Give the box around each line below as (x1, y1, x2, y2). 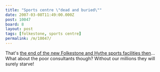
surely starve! (5, 61, 34, 67)
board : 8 (5, 21, 24, 27)
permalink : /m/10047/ (5, 36, 52, 41)
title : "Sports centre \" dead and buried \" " (5, 7, 102, 13)
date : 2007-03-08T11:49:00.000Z (5, 12, 74, 17)
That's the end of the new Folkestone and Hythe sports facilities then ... (5, 50, 155, 56)
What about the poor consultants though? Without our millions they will (5, 55, 155, 61)
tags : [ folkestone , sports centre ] (5, 31, 82, 36)
